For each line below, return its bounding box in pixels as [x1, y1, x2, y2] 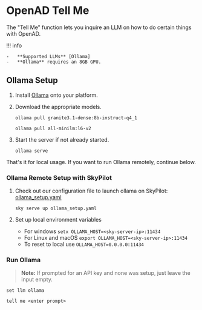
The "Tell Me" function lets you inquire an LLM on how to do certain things [6, 24, 192, 31]
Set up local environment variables [15, 216, 102, 223]
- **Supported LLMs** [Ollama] [6, 53, 91, 59]
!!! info [6, 42, 22, 49]
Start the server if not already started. [15, 136, 109, 143]
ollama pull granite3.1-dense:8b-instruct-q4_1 [15, 114, 137, 121]
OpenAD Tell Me [6, 4, 90, 18]
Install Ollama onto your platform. [15, 91, 98, 99]
